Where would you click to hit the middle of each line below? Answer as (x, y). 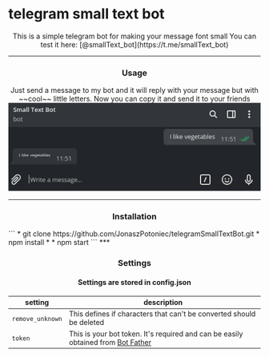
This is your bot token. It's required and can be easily (156, 334)
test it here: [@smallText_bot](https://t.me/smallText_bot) (134, 44)
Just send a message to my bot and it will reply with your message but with (134, 90)
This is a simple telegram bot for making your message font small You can (134, 36)
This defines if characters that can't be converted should (163, 314)
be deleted (87, 323)
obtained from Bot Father (110, 342)
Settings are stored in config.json (134, 282)
